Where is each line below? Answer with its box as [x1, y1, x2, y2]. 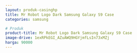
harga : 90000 [5, 40, 33, 45]
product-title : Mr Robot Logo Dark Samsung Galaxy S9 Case [5, 31, 132, 36]
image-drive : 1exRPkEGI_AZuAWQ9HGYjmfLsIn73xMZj [5, 35, 110, 40]
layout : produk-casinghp [5, 7, 58, 13]
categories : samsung [5, 17, 49, 22]
